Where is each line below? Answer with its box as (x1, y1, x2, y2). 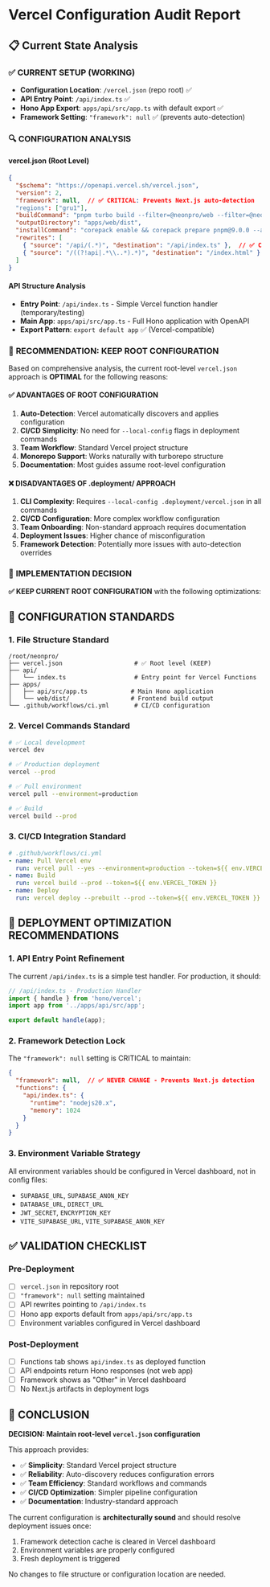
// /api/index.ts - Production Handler (8, 986, 142, 994)
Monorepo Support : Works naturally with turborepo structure (19, 452, 223, 461)
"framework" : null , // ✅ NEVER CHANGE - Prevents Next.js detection (15, 1076, 255, 1085)
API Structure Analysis (8, 281, 86, 290)
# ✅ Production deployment (8, 761, 100, 769)
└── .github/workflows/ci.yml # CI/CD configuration (8, 702, 211, 710)
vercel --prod (8, 768, 56, 777)
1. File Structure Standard (8, 634, 110, 645)
